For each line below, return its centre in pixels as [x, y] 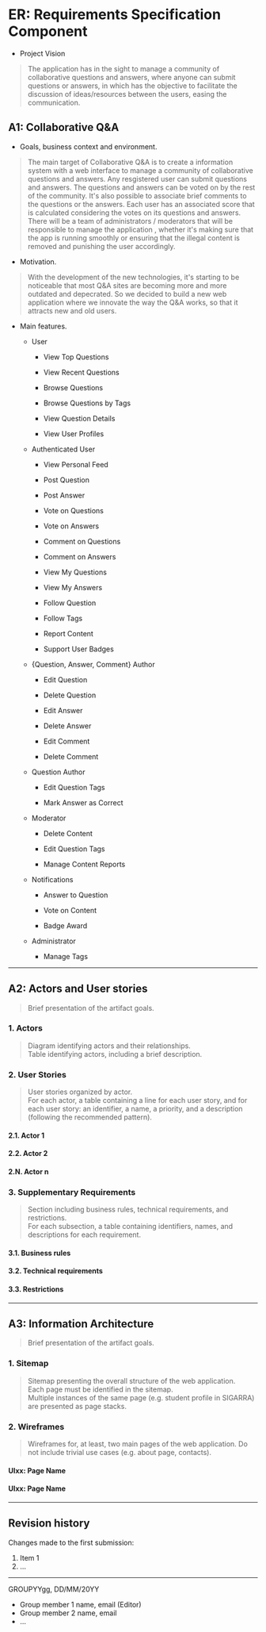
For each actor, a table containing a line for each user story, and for [137, 1100]
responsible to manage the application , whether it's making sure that [141, 229]
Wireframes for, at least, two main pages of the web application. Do [137, 1444]
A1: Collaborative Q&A [64, 127]
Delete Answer [67, 726]
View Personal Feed [76, 464]
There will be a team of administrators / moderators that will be [130, 221]
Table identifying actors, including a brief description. [115, 1054]
